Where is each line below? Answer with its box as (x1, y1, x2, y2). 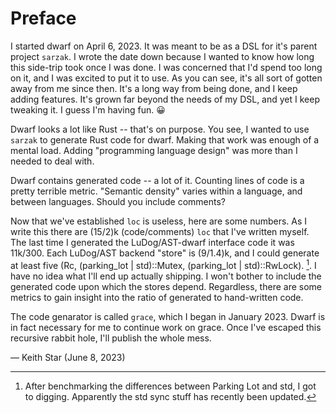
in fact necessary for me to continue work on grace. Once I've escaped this (10, 321, 322, 333)
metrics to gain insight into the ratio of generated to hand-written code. (10, 291, 304, 303)
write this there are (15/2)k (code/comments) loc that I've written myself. (10, 225, 310, 237)
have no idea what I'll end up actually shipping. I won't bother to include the (10, 270, 322, 282)
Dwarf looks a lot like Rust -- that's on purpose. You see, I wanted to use (10, 123, 310, 135)
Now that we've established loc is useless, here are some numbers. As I (10, 215, 308, 227)
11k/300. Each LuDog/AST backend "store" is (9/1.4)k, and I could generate (10, 247, 320, 259)
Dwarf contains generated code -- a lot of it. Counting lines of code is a (10, 174, 305, 186)
